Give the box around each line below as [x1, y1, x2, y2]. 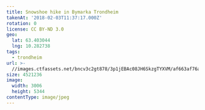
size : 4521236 [6, 71, 43, 78]
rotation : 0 [6, 20, 37, 26]
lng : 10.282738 [12, 43, 51, 50]
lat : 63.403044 [12, 37, 51, 43]
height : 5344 [12, 89, 45, 95]
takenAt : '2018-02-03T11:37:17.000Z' [6, 15, 103, 21]
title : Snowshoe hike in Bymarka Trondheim [6, 9, 119, 15]
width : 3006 [12, 83, 43, 89]
